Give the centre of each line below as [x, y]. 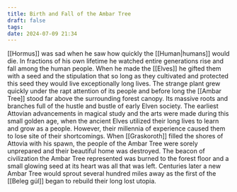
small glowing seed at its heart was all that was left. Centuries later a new [114, 166]
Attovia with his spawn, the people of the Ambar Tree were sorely [103, 144]
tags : [15, 27]
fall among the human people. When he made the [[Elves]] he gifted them [114, 68]
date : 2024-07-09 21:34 [42, 34]
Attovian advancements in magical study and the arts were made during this [118, 114]
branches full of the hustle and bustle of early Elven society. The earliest [113, 106]
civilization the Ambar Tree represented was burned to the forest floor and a [118, 159]
